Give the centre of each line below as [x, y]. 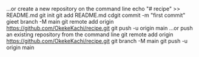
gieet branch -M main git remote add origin [60, 22]
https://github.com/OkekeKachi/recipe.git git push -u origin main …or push [99, 28]
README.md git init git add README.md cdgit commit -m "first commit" [96, 15]
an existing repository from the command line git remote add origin [90, 35]
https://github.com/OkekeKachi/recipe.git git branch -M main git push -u [97, 41]
